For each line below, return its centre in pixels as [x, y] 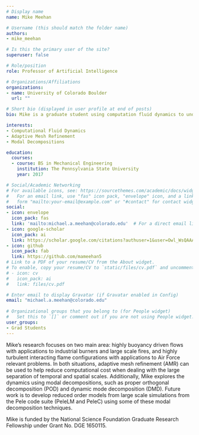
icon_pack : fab [30, 251]
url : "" [21, 98]
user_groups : [22, 322]
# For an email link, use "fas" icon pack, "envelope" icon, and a [94, 196]
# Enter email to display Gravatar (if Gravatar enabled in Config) [92, 295]
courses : [22, 158]
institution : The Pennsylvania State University [78, 169]
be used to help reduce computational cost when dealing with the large [93, 370]
